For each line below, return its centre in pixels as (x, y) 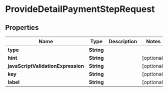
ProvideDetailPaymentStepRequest (80, 9)
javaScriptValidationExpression (46, 66)
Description (123, 42)
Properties (22, 28)
